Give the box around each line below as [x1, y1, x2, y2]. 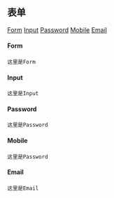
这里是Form [7, 59, 36, 66]
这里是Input [7, 90, 39, 97]
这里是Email [7, 185, 39, 192]
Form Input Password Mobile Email [7, 25, 107, 34]
